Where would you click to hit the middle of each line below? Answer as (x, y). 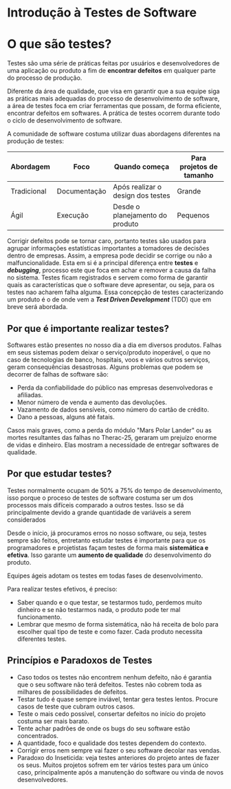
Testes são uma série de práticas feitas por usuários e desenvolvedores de (113, 63)
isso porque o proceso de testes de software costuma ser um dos (100, 498)
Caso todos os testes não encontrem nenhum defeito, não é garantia (114, 677)
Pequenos (193, 215)
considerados (26, 519)
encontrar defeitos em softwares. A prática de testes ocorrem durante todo (113, 113)
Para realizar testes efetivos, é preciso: (63, 589)
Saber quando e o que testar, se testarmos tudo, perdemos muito (110, 602)
